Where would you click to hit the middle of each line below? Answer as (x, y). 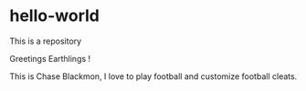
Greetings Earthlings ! (50, 58)
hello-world (55, 16)
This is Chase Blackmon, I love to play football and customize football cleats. (153, 76)
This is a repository (46, 41)
